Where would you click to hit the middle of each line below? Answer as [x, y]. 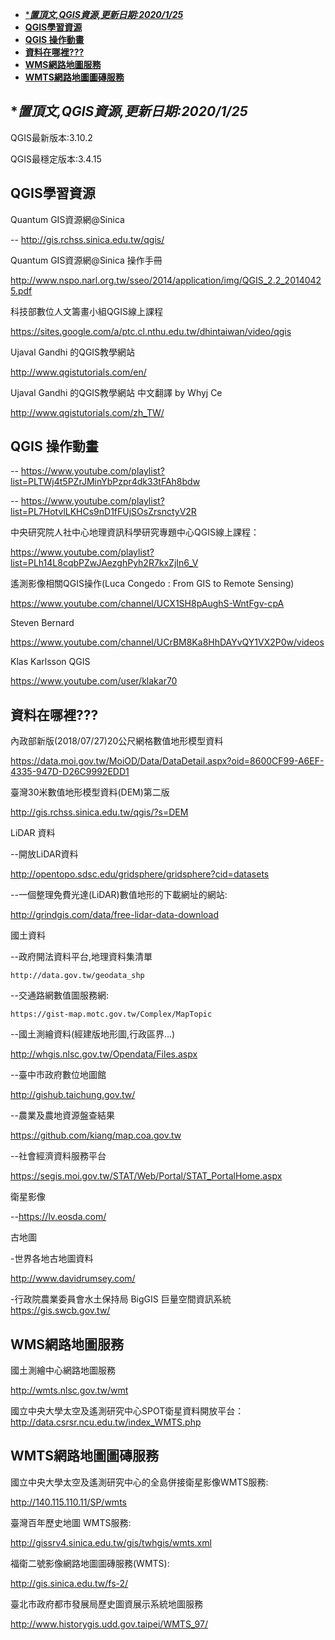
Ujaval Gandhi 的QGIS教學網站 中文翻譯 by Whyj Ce [116, 392]
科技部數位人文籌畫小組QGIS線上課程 [86, 311]
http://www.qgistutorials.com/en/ [78, 372]
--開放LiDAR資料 [44, 854]
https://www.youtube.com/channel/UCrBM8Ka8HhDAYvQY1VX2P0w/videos [167, 642]
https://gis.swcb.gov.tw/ [60, 1310]
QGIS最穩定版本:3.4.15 [56, 159]
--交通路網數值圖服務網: [59, 995]
